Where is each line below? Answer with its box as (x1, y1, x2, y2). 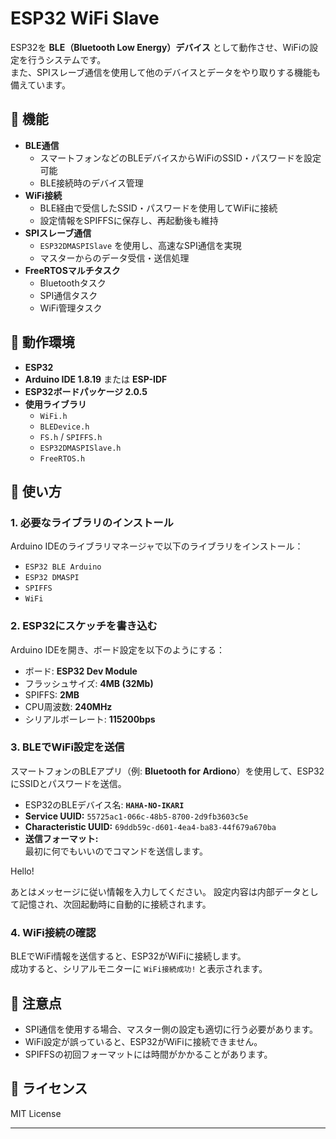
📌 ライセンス (10, 1080, 88, 1097)
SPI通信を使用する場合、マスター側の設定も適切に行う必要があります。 (24, 1023, 319, 1035)
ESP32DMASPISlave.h (39, 443, 122, 453)
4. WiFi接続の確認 (10, 925, 97, 939)
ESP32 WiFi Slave (10, 7, 160, 30)
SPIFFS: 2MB (24, 688, 80, 701)
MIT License (10, 1107, 62, 1119)
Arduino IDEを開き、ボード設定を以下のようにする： (10, 643, 225, 656)
